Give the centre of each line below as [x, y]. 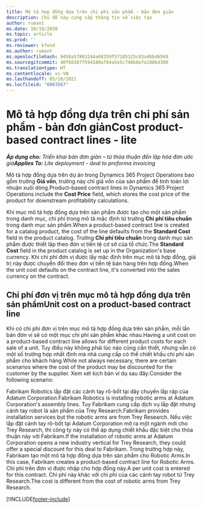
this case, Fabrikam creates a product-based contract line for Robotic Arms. [101, 462]
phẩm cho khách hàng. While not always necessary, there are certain [91, 360]
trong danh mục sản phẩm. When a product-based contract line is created [98, 225]
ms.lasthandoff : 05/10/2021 [42, 79]
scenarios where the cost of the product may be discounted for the [90, 367]
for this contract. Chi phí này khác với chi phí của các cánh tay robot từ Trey [100, 474]
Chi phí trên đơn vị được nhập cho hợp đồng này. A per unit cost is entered [98, 468]
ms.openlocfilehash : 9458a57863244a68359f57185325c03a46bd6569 [87, 57]
